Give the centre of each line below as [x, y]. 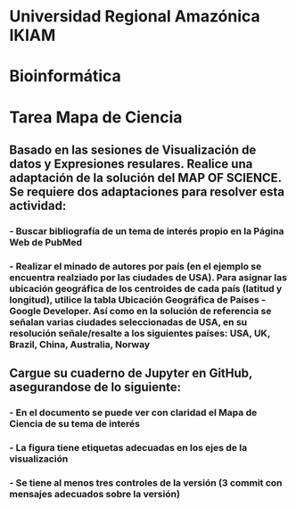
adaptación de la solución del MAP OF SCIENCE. [146, 177]
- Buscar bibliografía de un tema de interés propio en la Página [147, 231]
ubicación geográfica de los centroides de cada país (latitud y [146, 288]
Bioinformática [66, 76]
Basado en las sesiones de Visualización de [133, 150]
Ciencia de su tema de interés [75, 424]
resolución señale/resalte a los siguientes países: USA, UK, [140, 333]
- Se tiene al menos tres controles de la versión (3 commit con [146, 482]
